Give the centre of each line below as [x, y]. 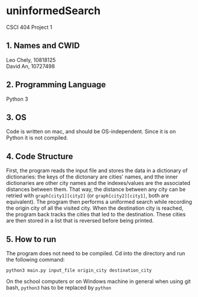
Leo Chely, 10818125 [31, 60]
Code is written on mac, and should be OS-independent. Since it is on [91, 131]
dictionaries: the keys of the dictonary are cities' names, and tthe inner [92, 177]
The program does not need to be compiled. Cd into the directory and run [96, 253]
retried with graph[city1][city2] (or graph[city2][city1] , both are [88, 196]
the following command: [35, 260]
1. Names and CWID [43, 46]
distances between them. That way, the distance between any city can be [96, 189]
